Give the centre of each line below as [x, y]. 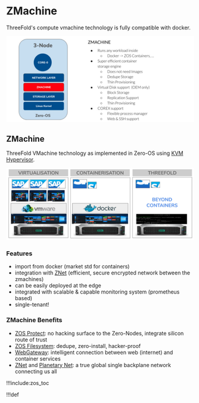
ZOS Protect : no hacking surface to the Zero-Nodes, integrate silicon [99, 333]
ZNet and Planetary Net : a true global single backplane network [93, 365]
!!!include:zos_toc [28, 383]
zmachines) [29, 279]
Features [19, 254]
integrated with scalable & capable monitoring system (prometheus [97, 292]
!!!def [13, 394]
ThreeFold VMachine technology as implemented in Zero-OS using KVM [95, 153]
